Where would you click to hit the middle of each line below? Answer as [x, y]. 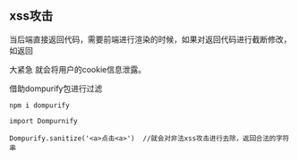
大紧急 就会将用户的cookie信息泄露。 [77, 69]
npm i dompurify [39, 105]
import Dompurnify [43, 121]
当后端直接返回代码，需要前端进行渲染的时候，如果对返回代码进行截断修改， [150, 39]
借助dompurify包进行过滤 [56, 88]
